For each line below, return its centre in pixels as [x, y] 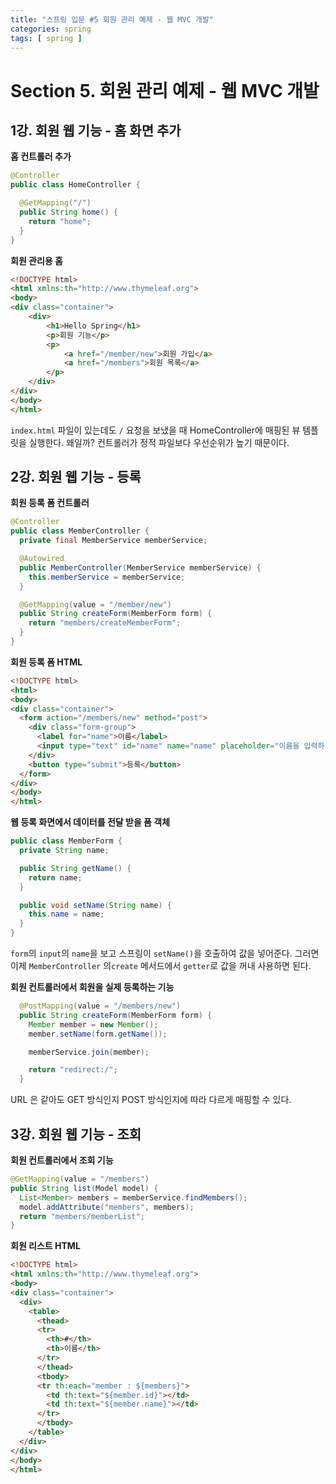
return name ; [55, 877]
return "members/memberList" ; [82, 1216]
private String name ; [64, 851]
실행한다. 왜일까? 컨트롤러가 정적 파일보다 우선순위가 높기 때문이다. [159, 442]
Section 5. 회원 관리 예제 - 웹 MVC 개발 [165, 90]
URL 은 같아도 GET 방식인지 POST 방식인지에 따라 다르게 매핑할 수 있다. [151, 1100]
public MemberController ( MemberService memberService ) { [140, 567]
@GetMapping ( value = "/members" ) [80, 1179]
